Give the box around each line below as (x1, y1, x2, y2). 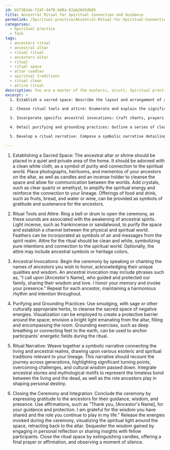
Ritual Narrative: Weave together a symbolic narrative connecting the (12, 342, 157, 348)
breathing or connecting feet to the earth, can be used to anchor (12, 327, 147, 333)
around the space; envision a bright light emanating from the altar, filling (12, 316, 163, 323)
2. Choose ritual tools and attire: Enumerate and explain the (10, 106, 146, 112)
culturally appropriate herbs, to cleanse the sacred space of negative (12, 306, 157, 312)
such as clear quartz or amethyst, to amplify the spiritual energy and (12, 184, 155, 190)
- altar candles (10, 69, 44, 74)
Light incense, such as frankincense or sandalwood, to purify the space (12, 221, 162, 228)
